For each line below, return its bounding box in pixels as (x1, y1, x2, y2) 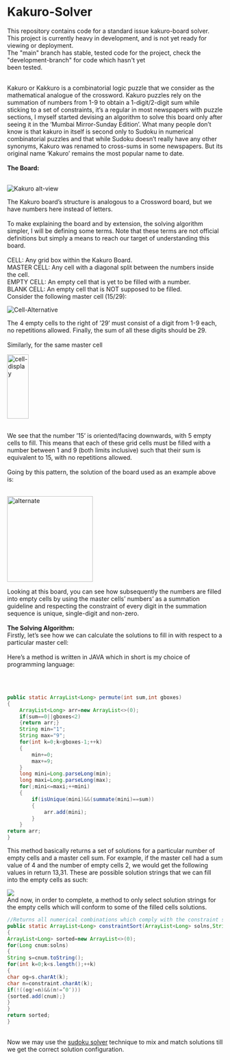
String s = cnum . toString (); (7, 954, 84, 961)
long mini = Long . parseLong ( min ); (19, 770, 112, 778)
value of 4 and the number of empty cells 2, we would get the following (7, 861, 209, 870)
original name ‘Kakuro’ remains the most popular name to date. (7, 149, 185, 158)
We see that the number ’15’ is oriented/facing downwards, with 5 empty (7, 431, 212, 439)
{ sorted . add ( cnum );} (7, 993, 66, 1000)
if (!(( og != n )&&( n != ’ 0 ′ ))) (7, 986, 81, 994)
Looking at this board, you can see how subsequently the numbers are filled (7, 587, 222, 595)
